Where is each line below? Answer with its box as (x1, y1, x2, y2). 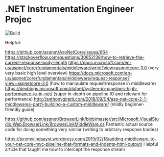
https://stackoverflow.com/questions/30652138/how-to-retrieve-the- (5, 54, 145, 60)
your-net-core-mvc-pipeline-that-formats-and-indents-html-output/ (5, 141, 143, 147)
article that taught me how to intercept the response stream (5, 146, 125, 152)
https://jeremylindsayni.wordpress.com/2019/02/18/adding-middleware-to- (5, 136, 157, 142)
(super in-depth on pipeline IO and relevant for (53, 91, 147, 97)
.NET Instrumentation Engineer (5, 3, 134, 15)
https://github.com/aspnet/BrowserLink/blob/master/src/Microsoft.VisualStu (5, 116, 159, 122)
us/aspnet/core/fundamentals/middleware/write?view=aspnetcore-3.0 (5, 65, 147, 71)
